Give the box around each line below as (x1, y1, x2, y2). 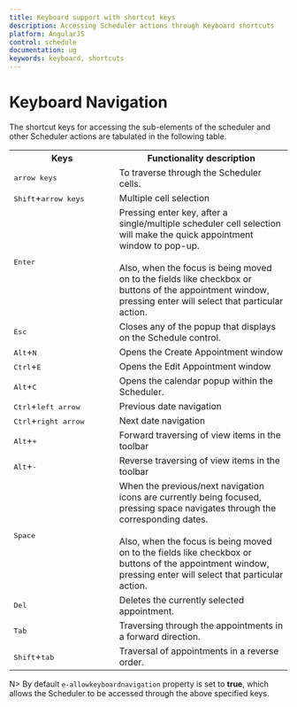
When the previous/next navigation (118, 479, 265, 492)
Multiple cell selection (118, 191, 210, 204)
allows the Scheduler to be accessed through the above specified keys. (9, 688, 270, 698)
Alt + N (13, 346, 37, 358)
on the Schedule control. (118, 331, 221, 344)
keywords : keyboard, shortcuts (9, 54, 125, 63)
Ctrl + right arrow (13, 414, 85, 426)
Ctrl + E (13, 360, 42, 372)
